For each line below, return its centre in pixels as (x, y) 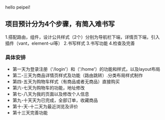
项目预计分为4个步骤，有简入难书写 (60, 24)
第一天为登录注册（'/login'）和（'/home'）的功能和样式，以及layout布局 (86, 69)
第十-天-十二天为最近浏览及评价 (45, 107)
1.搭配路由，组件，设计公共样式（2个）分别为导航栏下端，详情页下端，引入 (82, 37)
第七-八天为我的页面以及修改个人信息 (51, 94)
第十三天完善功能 (30, 113)
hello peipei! (18, 7)
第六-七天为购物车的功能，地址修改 (48, 88)
